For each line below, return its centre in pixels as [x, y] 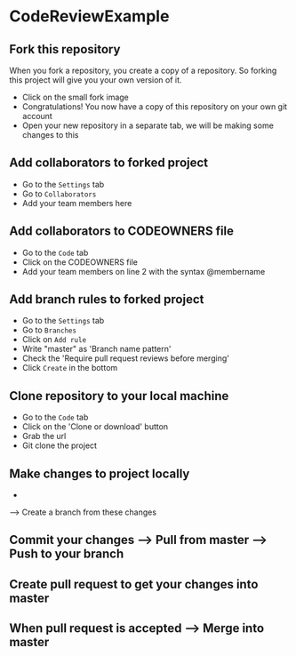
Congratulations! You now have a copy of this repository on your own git [154, 107]
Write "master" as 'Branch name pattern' [96, 349]
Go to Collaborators [59, 194]
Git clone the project [60, 445]
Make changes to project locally [100, 473]
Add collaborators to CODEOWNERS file [121, 232]
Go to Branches [49, 330]
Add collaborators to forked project [109, 163]
